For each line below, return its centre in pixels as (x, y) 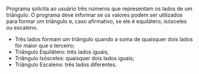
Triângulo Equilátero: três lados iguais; (62, 52)
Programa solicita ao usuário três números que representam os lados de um (99, 9)
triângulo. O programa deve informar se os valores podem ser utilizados (94, 15)
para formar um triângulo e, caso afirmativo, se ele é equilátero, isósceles (97, 21)
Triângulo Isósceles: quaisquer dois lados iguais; (74, 58)
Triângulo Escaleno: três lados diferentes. (66, 64)
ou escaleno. (22, 27)
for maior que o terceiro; (45, 45)
